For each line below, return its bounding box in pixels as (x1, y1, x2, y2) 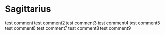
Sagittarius (5, 3, 51, 15)
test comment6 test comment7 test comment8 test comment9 (5, 25, 131, 31)
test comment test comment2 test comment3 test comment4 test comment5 (5, 20, 160, 26)
